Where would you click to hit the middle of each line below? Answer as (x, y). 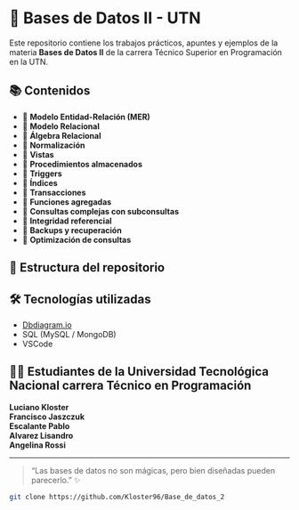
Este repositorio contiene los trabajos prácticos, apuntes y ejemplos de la (144, 43)
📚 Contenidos (50, 91)
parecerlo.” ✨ (56, 480)
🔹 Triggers (42, 174)
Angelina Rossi (38, 445)
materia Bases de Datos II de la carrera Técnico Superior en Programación (146, 52)
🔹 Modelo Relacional (61, 126)
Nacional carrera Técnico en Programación (130, 386)
